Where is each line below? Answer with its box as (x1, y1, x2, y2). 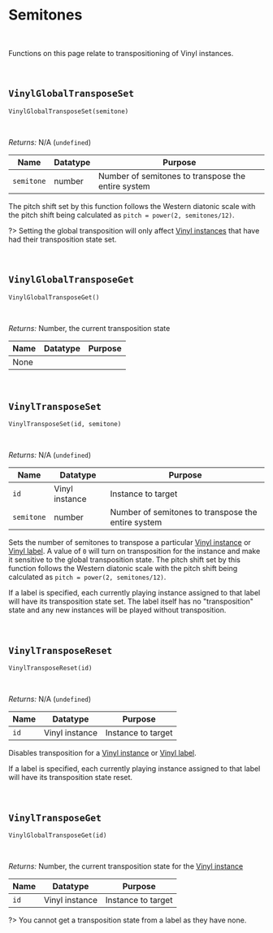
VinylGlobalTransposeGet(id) (8, 831, 107, 839)
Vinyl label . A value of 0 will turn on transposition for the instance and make (8, 547, 261, 556)
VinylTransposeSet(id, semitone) (8, 421, 122, 429)
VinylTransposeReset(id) (8, 665, 93, 673)
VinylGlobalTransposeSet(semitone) (8, 107, 129, 116)
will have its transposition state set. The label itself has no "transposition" (8, 596, 254, 607)
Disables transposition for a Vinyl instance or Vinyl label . (8, 748, 197, 758)
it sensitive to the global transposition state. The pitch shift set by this (8, 555, 241, 565)
